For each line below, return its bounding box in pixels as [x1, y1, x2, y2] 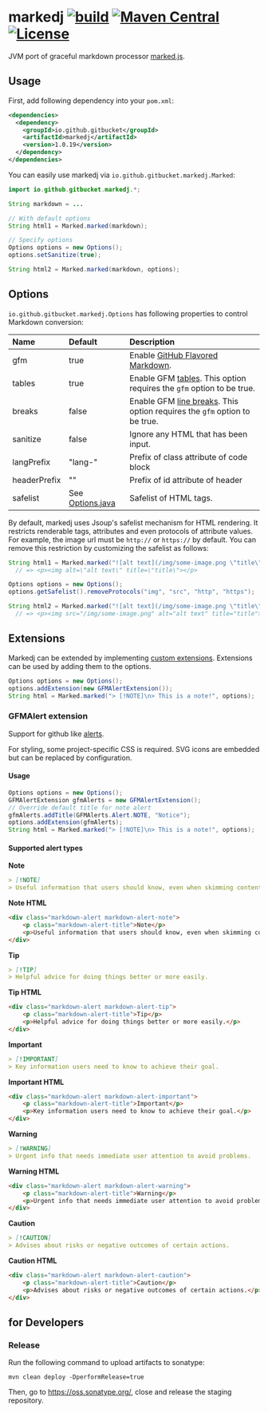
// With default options [8, 214, 91, 223]
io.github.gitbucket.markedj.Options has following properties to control [8, 308, 249, 319]
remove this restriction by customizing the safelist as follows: [8, 543, 209, 552]
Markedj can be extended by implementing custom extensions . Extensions [8, 653, 253, 663]
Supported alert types [8, 843, 84, 853]
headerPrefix [12, 474, 61, 485]
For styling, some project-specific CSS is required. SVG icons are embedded [8, 744, 260, 754]
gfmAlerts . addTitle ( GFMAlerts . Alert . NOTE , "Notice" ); [8, 811, 191, 819]
